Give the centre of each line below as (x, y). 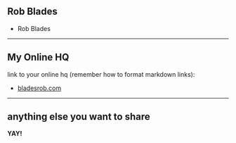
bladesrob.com (39, 88)
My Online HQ (38, 57)
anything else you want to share (79, 117)
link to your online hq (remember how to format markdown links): (101, 74)
